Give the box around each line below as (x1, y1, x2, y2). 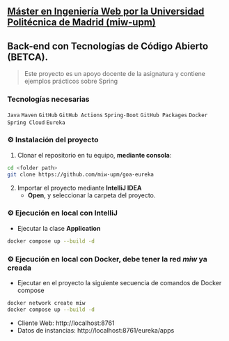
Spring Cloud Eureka (7, 119, 65, 126)
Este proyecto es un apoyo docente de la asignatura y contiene (24, 70, 205, 78)
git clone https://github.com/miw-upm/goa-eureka (7, 171, 155, 178)
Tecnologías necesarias (7, 94, 90, 104)
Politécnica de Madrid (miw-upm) (7, 17, 157, 29)
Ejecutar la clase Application (17, 224, 101, 232)
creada (7, 263, 32, 273)
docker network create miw (7, 300, 86, 307)
